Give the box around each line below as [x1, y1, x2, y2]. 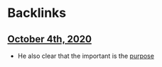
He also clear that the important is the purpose [17, 51, 155, 60]
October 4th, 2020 [7, 33, 92, 45]
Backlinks [7, 5, 67, 21]
